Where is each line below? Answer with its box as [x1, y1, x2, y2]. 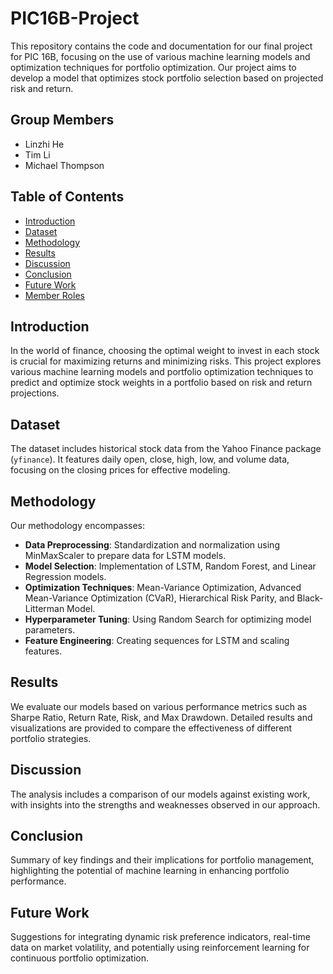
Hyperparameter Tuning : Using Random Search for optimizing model [24, 613, 312, 625]
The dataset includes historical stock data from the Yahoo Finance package [10, 443, 322, 455]
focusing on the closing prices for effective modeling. [10, 464, 231, 476]
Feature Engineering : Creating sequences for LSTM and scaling [24, 635, 290, 646]
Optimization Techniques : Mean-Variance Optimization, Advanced [24, 582, 302, 593]
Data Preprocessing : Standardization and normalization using [24, 539, 280, 551]
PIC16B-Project [10, 7, 140, 30]
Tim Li [24, 148, 51, 161]
